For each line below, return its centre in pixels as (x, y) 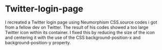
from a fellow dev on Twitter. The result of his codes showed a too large (77, 27)
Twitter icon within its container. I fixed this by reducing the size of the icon (80, 32)
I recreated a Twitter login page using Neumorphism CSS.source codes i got (81, 22)
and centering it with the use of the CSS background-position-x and (73, 37)
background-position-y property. (38, 42)
